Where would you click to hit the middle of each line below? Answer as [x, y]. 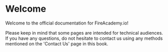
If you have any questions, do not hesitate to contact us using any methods [84, 38]
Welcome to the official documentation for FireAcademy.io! [67, 23]
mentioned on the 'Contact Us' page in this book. [57, 43]
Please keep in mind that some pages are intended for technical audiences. [84, 33]
